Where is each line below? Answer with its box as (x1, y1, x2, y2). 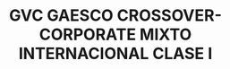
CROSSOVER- (116, 5, 222, 26)
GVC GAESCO (8, 5, 115, 26)
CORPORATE (38, 24, 137, 45)
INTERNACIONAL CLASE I (18, 44, 213, 64)
